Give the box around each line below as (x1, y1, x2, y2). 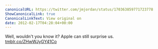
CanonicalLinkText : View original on (5, 16, 82, 21)
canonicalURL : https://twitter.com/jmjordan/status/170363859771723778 (5, 7, 153, 12)
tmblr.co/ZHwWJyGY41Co (5, 39, 57, 45)
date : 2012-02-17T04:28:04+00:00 (5, 20, 73, 25)
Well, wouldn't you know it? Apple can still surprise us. (5, 34, 114, 39)
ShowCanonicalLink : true (5, 12, 55, 16)
